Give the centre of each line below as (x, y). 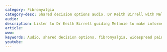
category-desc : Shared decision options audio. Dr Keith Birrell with (80, 14)
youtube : (14, 42)
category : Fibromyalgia (30, 10)
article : (14, 28)
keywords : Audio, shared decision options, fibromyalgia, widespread (79, 38)
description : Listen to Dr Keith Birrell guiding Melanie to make (75, 24)
